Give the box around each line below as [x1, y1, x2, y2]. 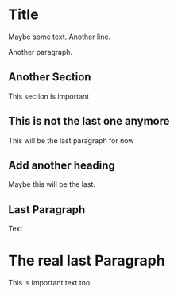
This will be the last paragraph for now [8, 135, 134, 145]
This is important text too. [8, 278, 93, 288]
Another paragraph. [8, 47, 73, 56]
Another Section [8, 70, 91, 84]
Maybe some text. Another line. [8, 32, 111, 41]
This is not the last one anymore [8, 115, 170, 128]
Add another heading [8, 158, 115, 172]
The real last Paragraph [8, 252, 165, 270]
